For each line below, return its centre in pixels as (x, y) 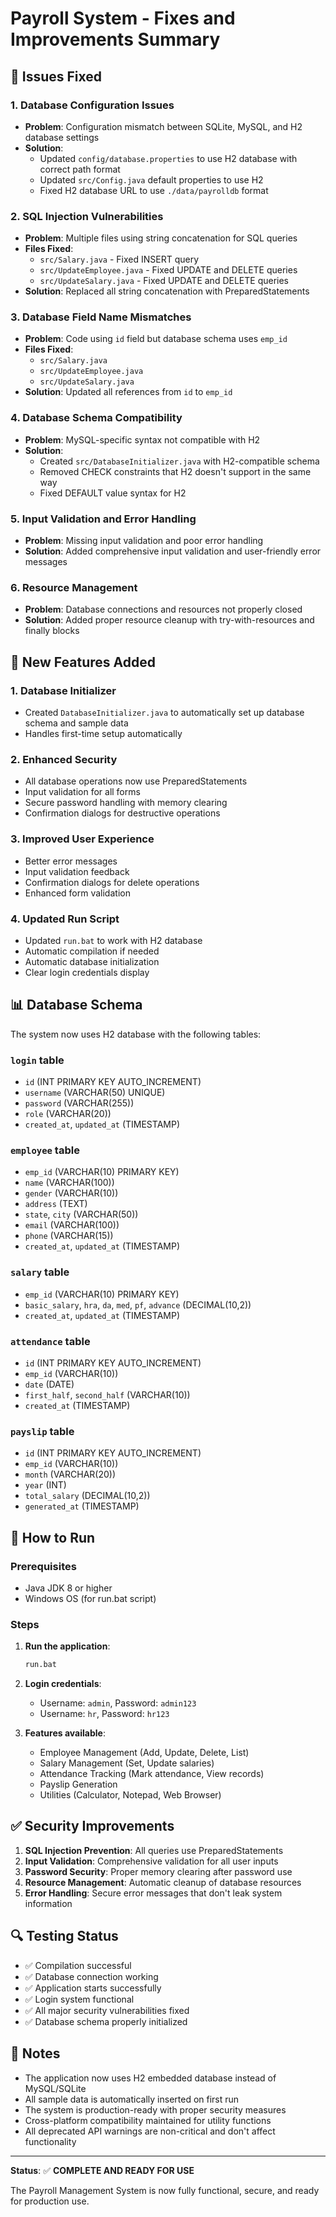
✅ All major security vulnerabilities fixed (107, 2010)
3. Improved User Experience (82, 839)
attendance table (50, 1341)
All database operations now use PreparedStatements (136, 781)
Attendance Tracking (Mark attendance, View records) (152, 1774)
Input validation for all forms (82, 792)
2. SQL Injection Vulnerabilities (87, 216)
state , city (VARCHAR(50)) (81, 1214)
